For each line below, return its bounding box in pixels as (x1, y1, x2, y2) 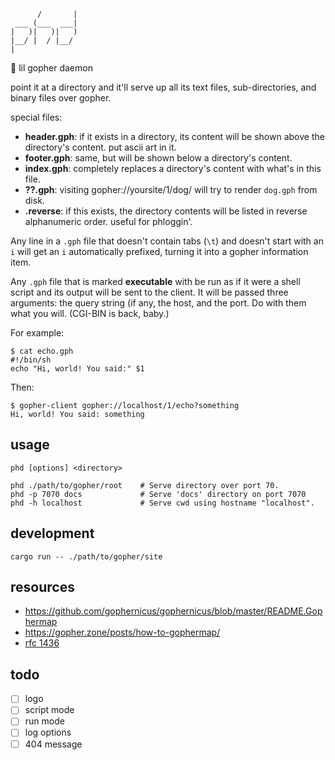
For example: (10, 327, 65, 339)
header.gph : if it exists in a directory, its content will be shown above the (24, 131, 325, 142)
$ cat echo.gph (10, 346, 74, 356)
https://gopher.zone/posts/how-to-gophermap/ (24, 626, 221, 639)
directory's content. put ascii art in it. (24, 141, 177, 153)
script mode (24, 704, 75, 716)
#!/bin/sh (10, 355, 52, 365)
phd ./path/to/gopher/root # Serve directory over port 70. (10, 480, 280, 490)
